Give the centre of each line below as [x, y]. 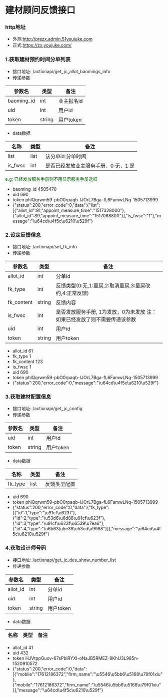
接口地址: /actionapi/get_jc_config [47, 409]
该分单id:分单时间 [66, 156]
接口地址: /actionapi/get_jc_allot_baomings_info [61, 71]
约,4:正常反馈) [72, 293]
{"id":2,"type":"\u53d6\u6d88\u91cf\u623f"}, [59, 518]
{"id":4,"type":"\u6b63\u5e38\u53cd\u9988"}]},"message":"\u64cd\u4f [86, 529]
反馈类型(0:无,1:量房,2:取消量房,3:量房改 [103, 286]
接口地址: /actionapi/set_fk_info [45, 247]
